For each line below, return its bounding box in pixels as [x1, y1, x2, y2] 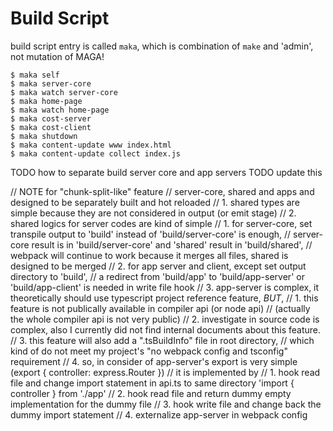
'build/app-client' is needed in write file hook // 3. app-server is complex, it [10, 281, 320, 293]
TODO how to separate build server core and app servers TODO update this [10, 166, 323, 178]
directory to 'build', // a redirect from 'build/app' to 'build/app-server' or [10, 270, 305, 282]
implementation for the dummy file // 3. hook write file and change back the [10, 398, 322, 410]
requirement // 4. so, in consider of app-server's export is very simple [10, 355, 298, 367]
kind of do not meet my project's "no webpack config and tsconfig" [10, 345, 288, 357]
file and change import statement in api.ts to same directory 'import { [10, 377, 295, 389]
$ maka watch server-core [10, 87, 118, 97]
